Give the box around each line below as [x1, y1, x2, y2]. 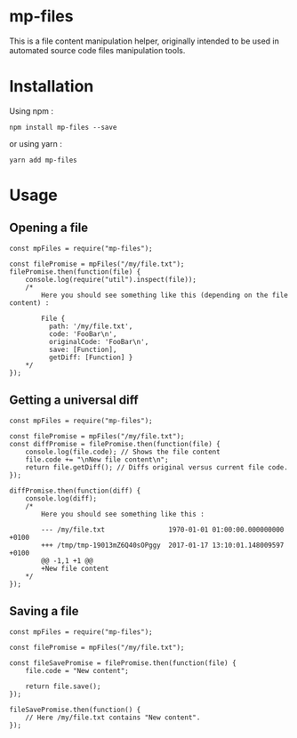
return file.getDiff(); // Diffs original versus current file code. [25, 462, 289, 472]
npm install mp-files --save [9, 123, 117, 132]
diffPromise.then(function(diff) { [9, 486, 141, 495]
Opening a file [9, 221, 89, 236]
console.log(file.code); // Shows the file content [25, 447, 221, 456]
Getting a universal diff [9, 393, 140, 408]
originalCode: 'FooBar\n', [48, 337, 149, 346]
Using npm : [9, 105, 54, 116]
